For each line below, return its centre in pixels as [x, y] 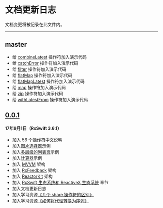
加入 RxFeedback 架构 [34, 170]
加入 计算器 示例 [27, 158]
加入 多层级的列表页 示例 [35, 152]
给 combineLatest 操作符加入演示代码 [49, 57]
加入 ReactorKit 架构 [32, 176]
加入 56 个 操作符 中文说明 [37, 140]
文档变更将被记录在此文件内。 [35, 24]
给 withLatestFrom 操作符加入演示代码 [50, 99]
